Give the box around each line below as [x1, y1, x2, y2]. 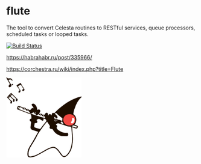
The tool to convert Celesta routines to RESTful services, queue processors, [6, 24, 196, 31]
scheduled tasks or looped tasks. [6, 30, 89, 37]
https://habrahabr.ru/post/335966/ [6, 53, 92, 61]
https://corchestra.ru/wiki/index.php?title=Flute [6, 65, 124, 73]
